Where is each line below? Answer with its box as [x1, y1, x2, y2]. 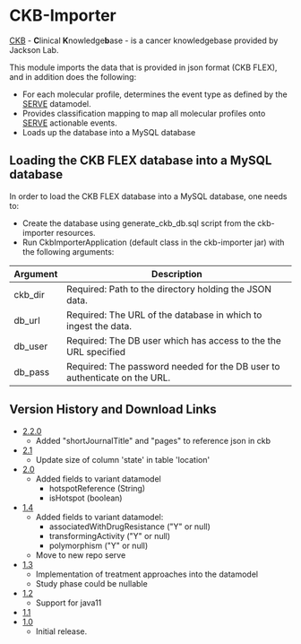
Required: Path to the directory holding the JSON [66, 283, 271, 295]
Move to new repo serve [35, 549, 126, 561]
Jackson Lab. [9, 44, 59, 55]
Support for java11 [35, 597, 102, 608]
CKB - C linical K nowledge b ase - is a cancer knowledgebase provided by [9, 35, 279, 46]
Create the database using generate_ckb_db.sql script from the [21, 217, 256, 229]
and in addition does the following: [9, 71, 137, 82]
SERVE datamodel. [21, 98, 91, 109]
